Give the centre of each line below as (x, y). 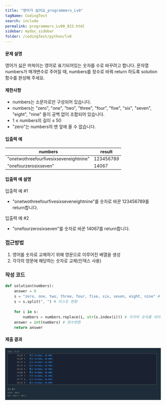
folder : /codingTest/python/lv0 (38, 37)
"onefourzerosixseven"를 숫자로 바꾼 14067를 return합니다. (71, 229)
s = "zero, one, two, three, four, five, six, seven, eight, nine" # (87, 296)
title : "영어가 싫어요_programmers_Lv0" (44, 10)
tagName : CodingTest (26, 16)
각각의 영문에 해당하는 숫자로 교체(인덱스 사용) (57, 261)
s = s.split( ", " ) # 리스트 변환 (46, 302)
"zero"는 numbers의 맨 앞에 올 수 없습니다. (54, 127)
